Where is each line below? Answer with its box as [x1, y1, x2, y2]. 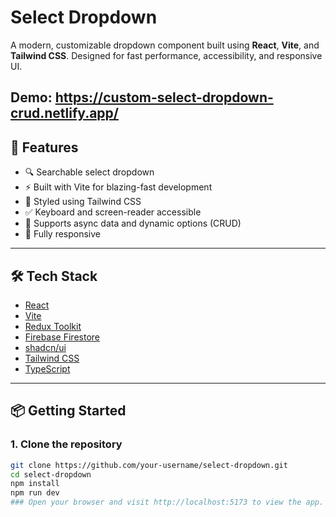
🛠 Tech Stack [10, 267, 98, 285]
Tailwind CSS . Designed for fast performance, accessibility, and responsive [10, 49, 323, 61]
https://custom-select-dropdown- [54, 89, 274, 106]
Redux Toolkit [24, 320, 82, 332]
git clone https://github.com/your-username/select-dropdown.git [10, 460, 288, 470]
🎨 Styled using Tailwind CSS [24, 196, 142, 208]
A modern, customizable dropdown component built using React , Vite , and [10, 39, 320, 51]
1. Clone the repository [10, 437, 123, 451]
